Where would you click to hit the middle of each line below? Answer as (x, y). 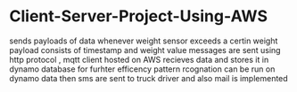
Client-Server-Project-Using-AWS (138, 16)
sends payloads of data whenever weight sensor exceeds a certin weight (144, 41)
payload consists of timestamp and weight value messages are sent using (145, 50)
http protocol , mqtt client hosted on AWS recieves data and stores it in (139, 59)
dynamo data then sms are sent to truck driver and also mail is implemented (148, 78)
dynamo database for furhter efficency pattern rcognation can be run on (142, 69)
